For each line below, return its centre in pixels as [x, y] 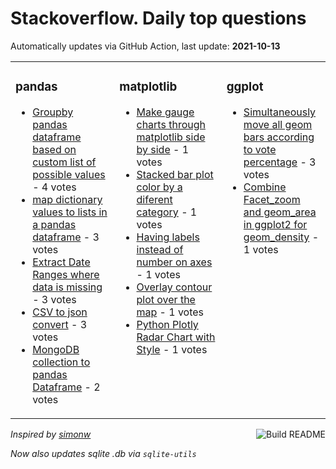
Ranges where [66, 274]
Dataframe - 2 [66, 387]
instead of [160, 249]
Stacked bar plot [175, 174]
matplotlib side [171, 137]
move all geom [278, 124]
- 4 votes [54, 187]
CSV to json [60, 312]
